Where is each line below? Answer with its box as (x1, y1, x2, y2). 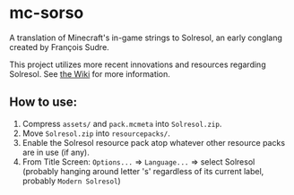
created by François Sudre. (9, 41, 109, 52)
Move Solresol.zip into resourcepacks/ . (22, 128, 170, 139)
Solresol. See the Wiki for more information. (9, 68, 170, 79)
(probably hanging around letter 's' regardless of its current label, (22, 165, 264, 176)
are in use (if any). (22, 147, 90, 157)
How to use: (9, 95, 78, 110)
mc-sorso (9, 3, 84, 23)
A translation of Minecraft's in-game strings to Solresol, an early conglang (9, 32, 282, 43)
